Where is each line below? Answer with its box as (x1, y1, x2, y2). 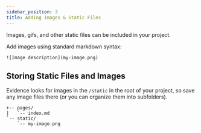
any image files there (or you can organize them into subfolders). (6, 93, 168, 100)
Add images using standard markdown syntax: (6, 43, 122, 50)
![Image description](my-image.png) (6, 54, 98, 60)
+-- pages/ (6, 105, 34, 111)
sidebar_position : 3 (6, 8, 59, 15)
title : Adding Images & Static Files (6, 15, 101, 21)
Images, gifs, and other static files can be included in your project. (6, 31, 171, 38)
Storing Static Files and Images (6, 71, 126, 81)
